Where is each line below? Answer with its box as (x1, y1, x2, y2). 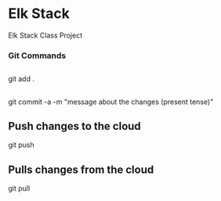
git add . (8, 74, 35, 84)
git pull (8, 184, 31, 193)
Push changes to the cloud (8, 120, 141, 133)
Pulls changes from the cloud (8, 163, 154, 176)
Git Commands (8, 50, 67, 61)
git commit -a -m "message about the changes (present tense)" (8, 97, 214, 106)
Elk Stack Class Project (8, 31, 83, 40)
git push (8, 140, 35, 149)
